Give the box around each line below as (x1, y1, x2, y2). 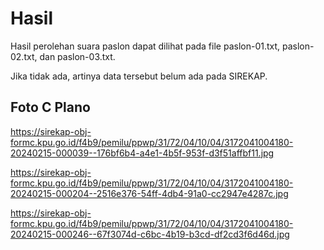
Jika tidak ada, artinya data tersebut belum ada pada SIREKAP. (10, 70, 268, 82)
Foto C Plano (10, 99, 91, 116)
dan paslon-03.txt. (39, 50, 116, 62)
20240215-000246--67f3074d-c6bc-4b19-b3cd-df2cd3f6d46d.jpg (10, 228, 290, 240)
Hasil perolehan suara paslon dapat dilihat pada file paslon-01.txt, (10, 40, 281, 52)
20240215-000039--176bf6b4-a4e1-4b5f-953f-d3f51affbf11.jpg (10, 147, 275, 159)
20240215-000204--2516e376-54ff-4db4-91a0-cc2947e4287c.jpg (10, 187, 289, 199)
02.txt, (10, 50, 38, 62)
